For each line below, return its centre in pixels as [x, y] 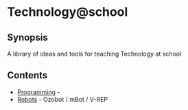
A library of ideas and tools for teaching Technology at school [94, 54]
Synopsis [27, 37]
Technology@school [68, 12]
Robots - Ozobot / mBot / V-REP [62, 99]
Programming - [38, 92]
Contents [27, 75]
